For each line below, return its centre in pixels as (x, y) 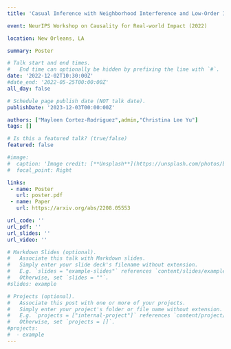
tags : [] (20, 126)
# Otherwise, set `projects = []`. (61, 322)
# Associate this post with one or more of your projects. (97, 303)
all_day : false (29, 89)
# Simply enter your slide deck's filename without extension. (102, 265)
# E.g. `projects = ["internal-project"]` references (89, 316)
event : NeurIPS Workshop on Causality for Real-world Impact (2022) (107, 26)
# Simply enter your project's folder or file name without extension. (115, 309)
